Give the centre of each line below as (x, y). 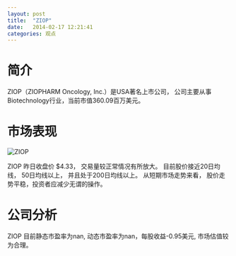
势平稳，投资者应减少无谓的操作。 (57, 184)
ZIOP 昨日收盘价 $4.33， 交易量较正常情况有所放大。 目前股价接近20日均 (114, 166)
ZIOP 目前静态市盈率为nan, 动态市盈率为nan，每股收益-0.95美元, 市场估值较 (118, 236)
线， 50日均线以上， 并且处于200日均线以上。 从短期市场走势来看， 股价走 (117, 175)
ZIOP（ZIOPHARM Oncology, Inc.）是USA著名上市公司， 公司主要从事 (110, 92)
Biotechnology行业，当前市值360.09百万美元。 (76, 100)
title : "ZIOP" (30, 21)
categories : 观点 (32, 34)
